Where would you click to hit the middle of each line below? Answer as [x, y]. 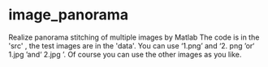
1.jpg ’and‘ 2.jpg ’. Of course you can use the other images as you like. [125, 54]
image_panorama [68, 15]
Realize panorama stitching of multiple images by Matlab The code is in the [134, 37]
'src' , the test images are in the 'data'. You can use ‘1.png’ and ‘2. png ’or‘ [132, 45]
